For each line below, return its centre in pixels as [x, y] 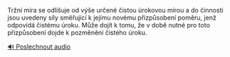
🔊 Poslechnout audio [39, 46]
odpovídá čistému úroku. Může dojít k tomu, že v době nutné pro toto [109, 25]
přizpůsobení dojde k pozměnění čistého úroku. [77, 32]
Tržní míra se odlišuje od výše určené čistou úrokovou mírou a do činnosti [115, 10]
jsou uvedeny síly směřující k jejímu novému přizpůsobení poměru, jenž [112, 18]
